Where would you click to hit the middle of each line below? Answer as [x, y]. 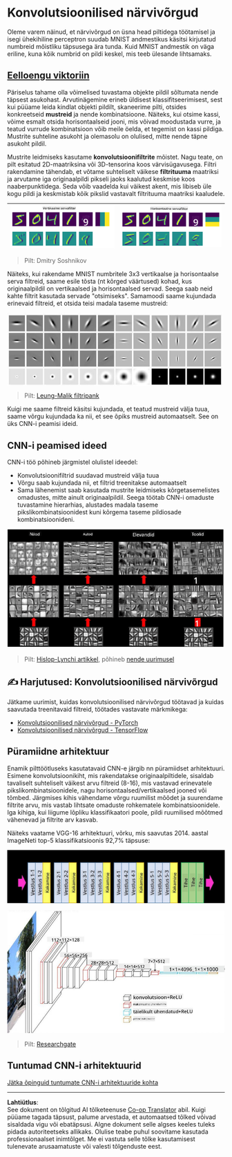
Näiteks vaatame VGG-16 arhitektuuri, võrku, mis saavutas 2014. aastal [108, 833]
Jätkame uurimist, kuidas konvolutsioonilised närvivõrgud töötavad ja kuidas [116, 702]
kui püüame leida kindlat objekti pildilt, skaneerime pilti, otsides [97, 107]
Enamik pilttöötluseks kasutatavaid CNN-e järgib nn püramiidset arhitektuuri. [116, 768]
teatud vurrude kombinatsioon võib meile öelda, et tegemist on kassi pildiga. [116, 128]
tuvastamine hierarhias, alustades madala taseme [88, 505]
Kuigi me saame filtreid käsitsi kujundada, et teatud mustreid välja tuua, [108, 409]
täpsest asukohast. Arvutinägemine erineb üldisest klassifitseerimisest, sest [115, 99]
